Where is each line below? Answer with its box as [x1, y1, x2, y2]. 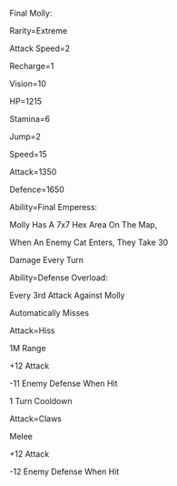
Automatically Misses [9, 308, 89, 318]
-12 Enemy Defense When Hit [9, 466, 120, 477]
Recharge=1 [9, 61, 54, 71]
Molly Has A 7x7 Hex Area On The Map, [9, 219, 158, 230]
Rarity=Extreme [9, 25, 68, 35]
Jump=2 [9, 131, 41, 142]
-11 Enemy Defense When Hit [9, 378, 118, 389]
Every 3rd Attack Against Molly [9, 290, 125, 300]
